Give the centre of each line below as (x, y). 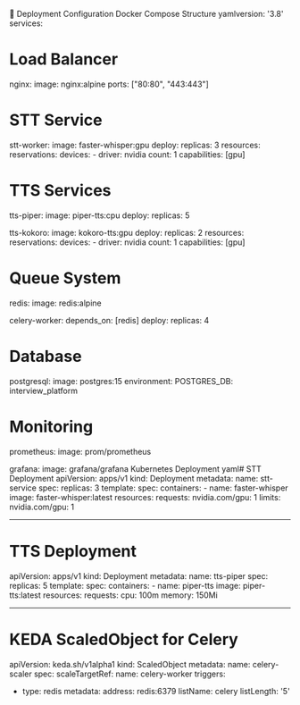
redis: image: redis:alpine (55, 303)
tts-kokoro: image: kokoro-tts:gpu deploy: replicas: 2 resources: (127, 232)
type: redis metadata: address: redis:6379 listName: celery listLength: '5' (156, 691)
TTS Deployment (73, 551)
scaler (21, 674)
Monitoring (51, 427)
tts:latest (25, 595)
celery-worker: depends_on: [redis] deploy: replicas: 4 (109, 320)
